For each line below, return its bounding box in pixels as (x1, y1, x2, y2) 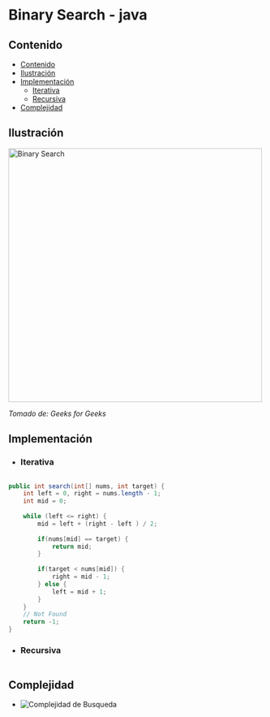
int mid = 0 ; (23, 497, 67, 505)
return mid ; (51, 542, 92, 551)
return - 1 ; (23, 618, 60, 626)
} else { (37, 580, 67, 588)
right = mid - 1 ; (51, 572, 111, 581)
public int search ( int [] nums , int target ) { (8, 482, 165, 490)
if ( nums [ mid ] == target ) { (37, 534, 129, 543)
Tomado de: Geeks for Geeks (8, 408, 107, 418)
